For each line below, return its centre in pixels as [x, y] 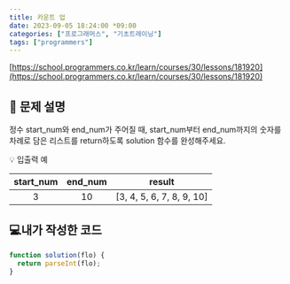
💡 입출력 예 [29, 159]
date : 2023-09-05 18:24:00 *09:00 [73, 26]
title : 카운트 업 [38, 17]
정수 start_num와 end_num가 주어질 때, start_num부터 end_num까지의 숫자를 [145, 130]
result [162, 182]
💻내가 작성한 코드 [55, 230]
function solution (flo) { [57, 255]
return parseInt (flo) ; [59, 263]
